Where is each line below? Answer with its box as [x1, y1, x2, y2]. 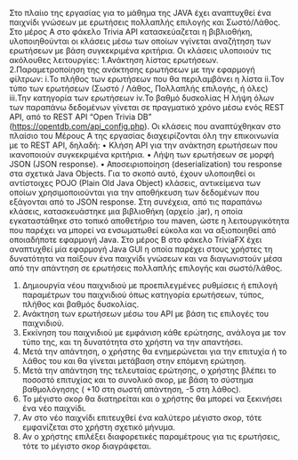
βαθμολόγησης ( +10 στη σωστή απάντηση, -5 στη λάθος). [21, 384, 242, 394]
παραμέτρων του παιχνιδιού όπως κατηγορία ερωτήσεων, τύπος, [21, 289, 264, 300]
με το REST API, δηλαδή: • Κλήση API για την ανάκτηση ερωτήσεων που [9, 140, 278, 150]
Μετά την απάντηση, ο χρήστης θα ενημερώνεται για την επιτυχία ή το [21, 346, 287, 357]
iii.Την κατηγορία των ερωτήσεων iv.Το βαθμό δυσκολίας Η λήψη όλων [9, 93, 275, 103]
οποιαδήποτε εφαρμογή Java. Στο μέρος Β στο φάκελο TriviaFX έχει [9, 235, 262, 245]
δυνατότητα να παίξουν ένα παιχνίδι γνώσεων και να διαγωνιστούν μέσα [9, 254, 283, 263]
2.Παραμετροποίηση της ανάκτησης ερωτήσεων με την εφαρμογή [9, 64, 255, 75]
